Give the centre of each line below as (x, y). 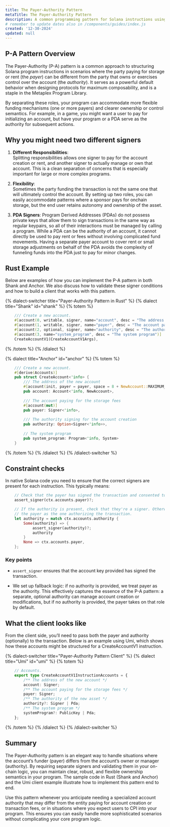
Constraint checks (35, 468)
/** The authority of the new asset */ (66, 699)
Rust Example (27, 268)
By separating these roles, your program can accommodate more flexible (81, 103)
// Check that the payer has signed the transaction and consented (87, 495)
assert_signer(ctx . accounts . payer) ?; (54, 500)
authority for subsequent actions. (40, 124)
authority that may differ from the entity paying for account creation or (78, 803)
